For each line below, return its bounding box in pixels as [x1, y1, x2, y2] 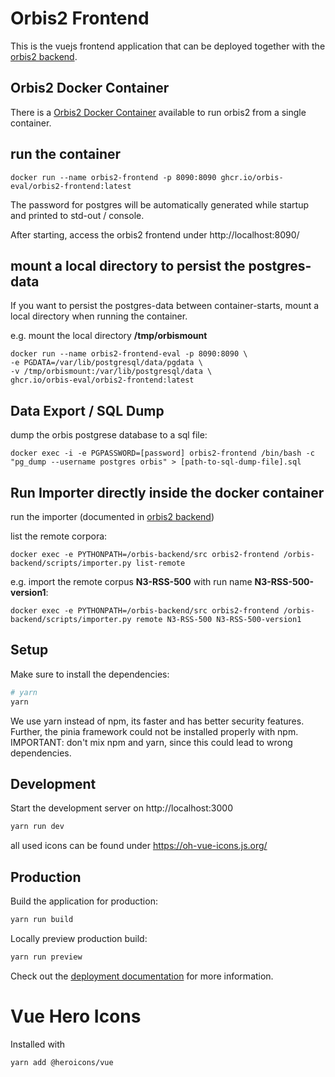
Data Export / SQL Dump [10, 402, 165, 419]
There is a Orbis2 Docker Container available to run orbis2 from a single [10, 106, 307, 118]
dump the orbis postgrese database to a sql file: [10, 429, 208, 441]
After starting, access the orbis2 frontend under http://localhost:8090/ [10, 228, 300, 241]
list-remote [135, 558, 186, 568]
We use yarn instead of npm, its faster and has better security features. [10, 715, 305, 727]
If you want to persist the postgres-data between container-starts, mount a [10, 300, 320, 312]
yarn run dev [10, 822, 65, 832]
